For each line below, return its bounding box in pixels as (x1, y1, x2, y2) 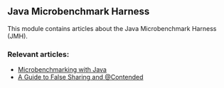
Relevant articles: (7, 49, 70, 59)
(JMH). (7, 32, 28, 40)
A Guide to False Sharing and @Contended (17, 73, 144, 82)
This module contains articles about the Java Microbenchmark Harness (7, 24, 217, 32)
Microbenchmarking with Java (17, 65, 107, 74)
